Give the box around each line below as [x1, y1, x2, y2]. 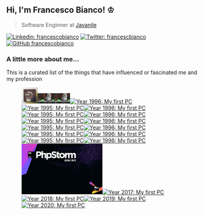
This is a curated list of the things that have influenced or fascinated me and [6, 69, 198, 76]
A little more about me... [6, 55, 79, 63]
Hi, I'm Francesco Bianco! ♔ [6, 5, 115, 15]
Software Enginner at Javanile [21, 21, 97, 28]
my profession [6, 75, 43, 83]
